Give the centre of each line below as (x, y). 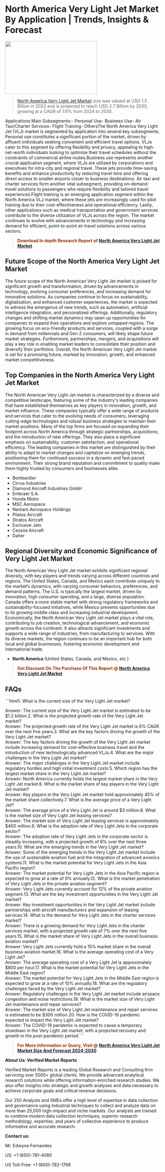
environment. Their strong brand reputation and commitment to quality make (82, 463)
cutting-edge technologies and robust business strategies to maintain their (81, 421)
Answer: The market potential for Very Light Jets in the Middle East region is (82, 978)
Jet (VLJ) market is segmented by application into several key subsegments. (82, 131)
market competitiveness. (30, 359)
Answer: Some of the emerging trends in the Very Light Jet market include (80, 852)
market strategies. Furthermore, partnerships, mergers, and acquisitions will (82, 339)
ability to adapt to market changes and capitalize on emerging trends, (75, 452)
